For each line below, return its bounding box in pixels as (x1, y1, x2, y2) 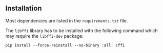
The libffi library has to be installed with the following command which (5, 28, 158, 34)
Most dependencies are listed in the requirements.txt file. (5, 17, 128, 23)
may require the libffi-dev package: (5, 33, 84, 39)
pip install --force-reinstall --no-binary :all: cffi (5, 43, 125, 48)
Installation (5, 4, 42, 13)
